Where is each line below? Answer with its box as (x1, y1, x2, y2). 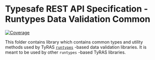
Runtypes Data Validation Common (5, 14, 151, 25)
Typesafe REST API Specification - (5, 3, 148, 15)
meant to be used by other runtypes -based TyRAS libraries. (5, 49, 126, 55)
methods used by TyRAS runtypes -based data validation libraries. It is (5, 44, 147, 50)
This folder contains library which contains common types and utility (5, 39, 143, 45)
